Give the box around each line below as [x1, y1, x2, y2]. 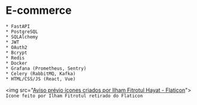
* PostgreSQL [5, 28, 38, 35]
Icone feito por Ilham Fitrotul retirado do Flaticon [5, 92, 144, 99]
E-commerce [5, 4, 72, 17]
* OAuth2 [5, 44, 28, 50]
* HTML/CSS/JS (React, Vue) [5, 76, 76, 82]
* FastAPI [5, 23, 31, 29]
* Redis [5, 55, 25, 61]
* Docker [5, 60, 28, 66]
